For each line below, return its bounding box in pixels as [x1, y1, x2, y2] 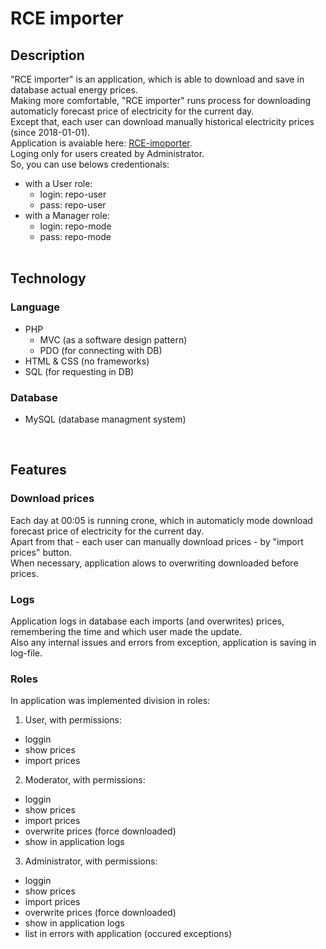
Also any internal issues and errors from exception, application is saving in [10, 636, 317, 648]
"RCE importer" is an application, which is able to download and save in [10, 73, 305, 85]
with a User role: [24, 178, 93, 189]
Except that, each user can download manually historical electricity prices [10, 116, 315, 127]
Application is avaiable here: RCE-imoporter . [10, 137, 193, 149]
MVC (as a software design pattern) [39, 333, 188, 346]
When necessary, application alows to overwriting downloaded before [10, 557, 299, 569]
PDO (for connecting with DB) [39, 344, 163, 356]
